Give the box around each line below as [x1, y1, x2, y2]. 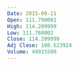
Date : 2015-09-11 [7, 10, 57, 17]
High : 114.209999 [7, 23, 57, 30]
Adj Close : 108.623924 [7, 42, 72, 49]
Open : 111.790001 [7, 16, 57, 23]
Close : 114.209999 [7, 36, 60, 43]
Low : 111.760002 [7, 29, 54, 36]
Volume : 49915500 [7, 49, 57, 56]
